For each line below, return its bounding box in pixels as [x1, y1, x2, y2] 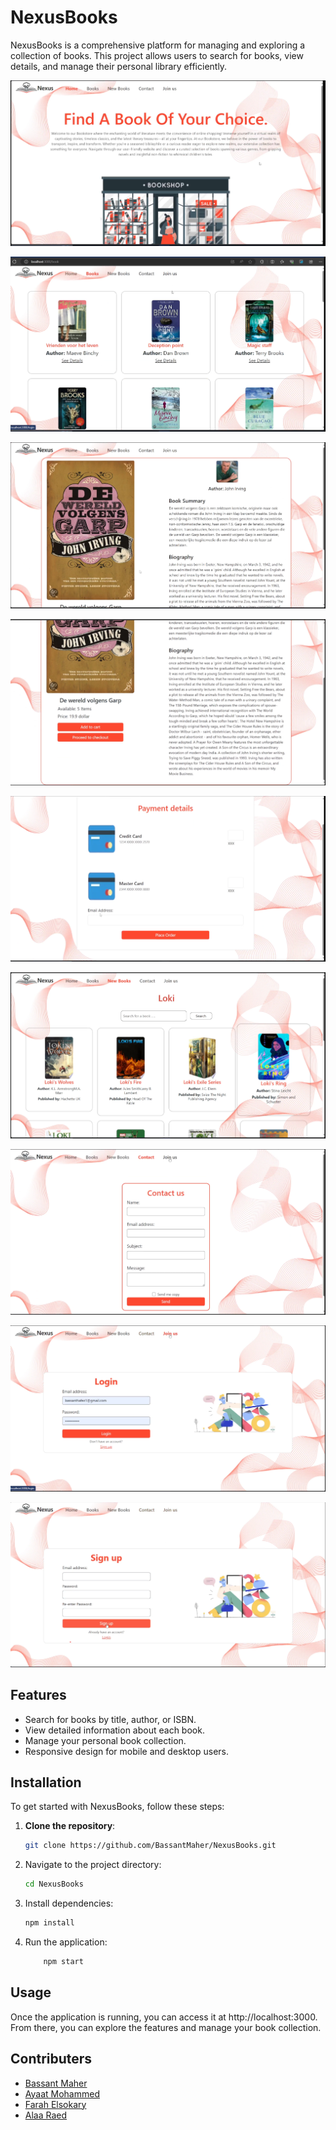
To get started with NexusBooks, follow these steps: [10, 1801, 225, 1813]
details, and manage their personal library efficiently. [10, 60, 228, 72]
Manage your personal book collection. [24, 1734, 187, 1746]
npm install [24, 1918, 75, 1928]
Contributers [10, 2051, 93, 2068]
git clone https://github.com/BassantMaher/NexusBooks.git [24, 1841, 277, 1851]
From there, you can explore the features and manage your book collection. [10, 2021, 322, 2033]
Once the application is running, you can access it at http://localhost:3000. [10, 2011, 318, 2023]
